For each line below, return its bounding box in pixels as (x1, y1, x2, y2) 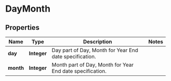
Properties (5, 23, 40, 32)
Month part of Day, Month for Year (51, 61, 134, 68)
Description (83, 38, 112, 45)
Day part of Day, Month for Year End (51, 47, 138, 54)
